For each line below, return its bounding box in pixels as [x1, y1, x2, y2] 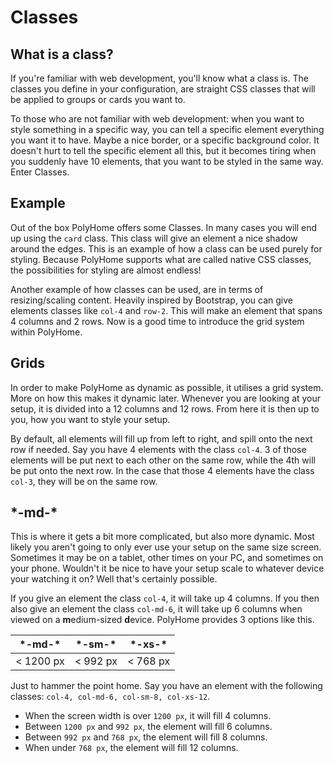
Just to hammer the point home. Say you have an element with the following [10, 680, 323, 692]
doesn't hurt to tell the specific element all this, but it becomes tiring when [10, 145, 317, 156]
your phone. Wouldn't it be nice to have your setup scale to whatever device [10, 562, 325, 575]
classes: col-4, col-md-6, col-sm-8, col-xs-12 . [10, 691, 211, 703]
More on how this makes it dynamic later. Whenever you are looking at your [10, 392, 322, 404]
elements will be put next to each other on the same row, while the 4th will [10, 454, 316, 466]
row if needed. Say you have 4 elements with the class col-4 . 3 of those [10, 443, 307, 455]
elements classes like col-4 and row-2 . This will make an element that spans [10, 304, 323, 316]
